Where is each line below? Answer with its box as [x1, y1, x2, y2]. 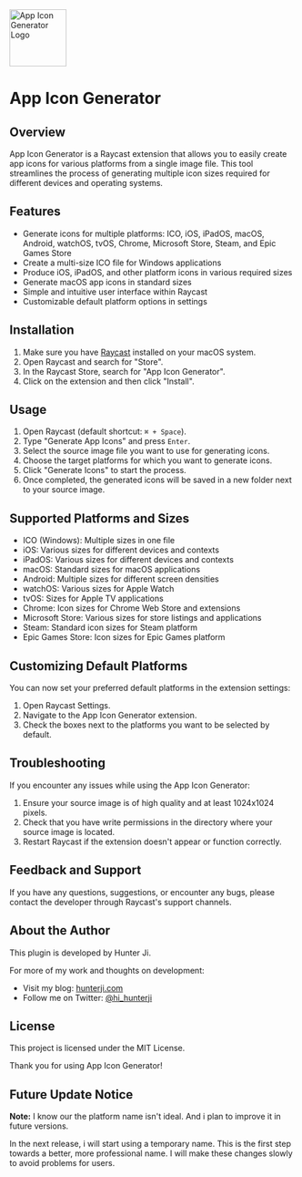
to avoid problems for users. [9, 1158, 116, 1169]
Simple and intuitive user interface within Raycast [22, 286, 207, 297]
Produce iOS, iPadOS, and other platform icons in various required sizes [22, 266, 293, 277]
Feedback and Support [9, 862, 142, 878]
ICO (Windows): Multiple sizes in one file [22, 535, 176, 546]
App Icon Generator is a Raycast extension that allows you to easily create [9, 149, 287, 159]
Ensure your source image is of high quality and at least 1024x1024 [22, 797, 275, 808]
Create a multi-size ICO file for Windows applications [22, 257, 222, 268]
